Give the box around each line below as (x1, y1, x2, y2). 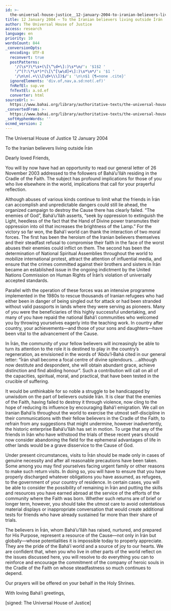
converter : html (10, 93, 44, 98)
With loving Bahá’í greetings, (5, 590, 65, 596)
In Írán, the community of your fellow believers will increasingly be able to (5, 340, 160, 346)
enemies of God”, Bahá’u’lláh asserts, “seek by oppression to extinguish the (5, 212, 164, 218)
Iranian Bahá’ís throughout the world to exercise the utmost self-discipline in (5, 409, 165, 415)
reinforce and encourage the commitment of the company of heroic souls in (5, 559, 164, 565)
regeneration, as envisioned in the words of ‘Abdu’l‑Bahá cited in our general (5, 351, 166, 357)
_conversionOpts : (5, 45, 42, 50)
